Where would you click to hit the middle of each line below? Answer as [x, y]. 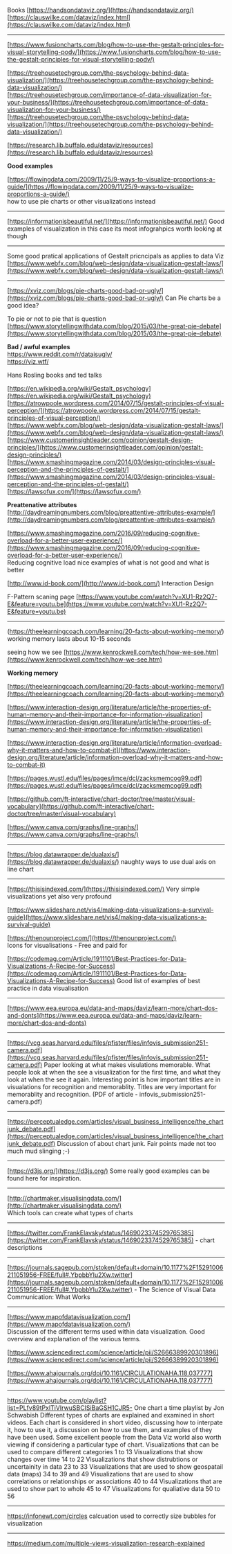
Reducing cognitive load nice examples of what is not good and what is [108, 563]
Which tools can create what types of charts [70, 1213]
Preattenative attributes [42, 505]
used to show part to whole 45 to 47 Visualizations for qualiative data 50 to [114, 1489]
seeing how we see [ [37, 652]
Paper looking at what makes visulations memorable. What [127, 1065]
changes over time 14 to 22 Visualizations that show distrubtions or [103, 1459]
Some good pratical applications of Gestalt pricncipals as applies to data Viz [116, 256]
